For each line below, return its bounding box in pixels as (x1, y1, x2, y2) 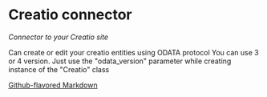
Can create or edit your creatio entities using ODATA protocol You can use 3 (8, 47, 259, 57)
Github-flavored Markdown (8, 80, 98, 90)
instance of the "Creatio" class (8, 64, 110, 74)
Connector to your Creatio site (8, 32, 109, 42)
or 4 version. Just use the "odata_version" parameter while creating (8, 56, 232, 66)
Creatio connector (8, 6, 132, 24)
